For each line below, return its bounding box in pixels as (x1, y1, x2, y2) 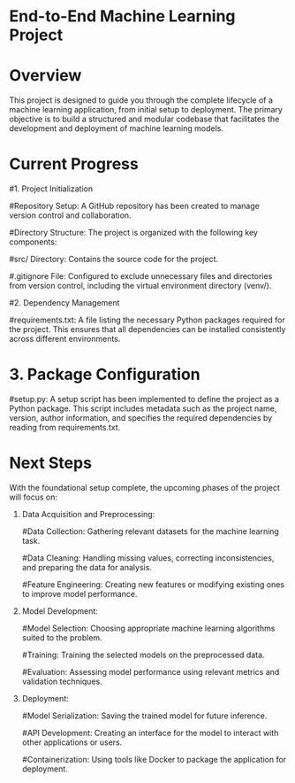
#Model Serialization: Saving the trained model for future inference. (21, 710, 268, 721)
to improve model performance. (21, 588, 138, 599)
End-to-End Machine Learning (9, 6, 236, 27)
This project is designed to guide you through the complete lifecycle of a (9, 95, 274, 105)
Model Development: (21, 605, 99, 616)
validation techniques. (21, 676, 103, 686)
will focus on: (9, 492, 58, 502)
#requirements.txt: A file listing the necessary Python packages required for (9, 314, 285, 325)
